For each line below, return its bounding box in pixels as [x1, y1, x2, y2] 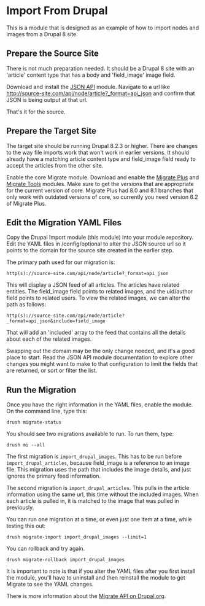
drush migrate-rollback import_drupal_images [6, 557, 125, 563]
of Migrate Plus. [6, 200, 47, 207]
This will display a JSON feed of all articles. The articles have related [6, 281, 180, 289]
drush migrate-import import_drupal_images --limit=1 [6, 534, 147, 540]
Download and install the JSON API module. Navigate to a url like [6, 83, 171, 90]
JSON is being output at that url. [6, 96, 88, 103]
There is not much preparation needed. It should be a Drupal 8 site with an [6, 64, 195, 72]
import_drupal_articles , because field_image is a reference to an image [6, 459, 190, 467]
